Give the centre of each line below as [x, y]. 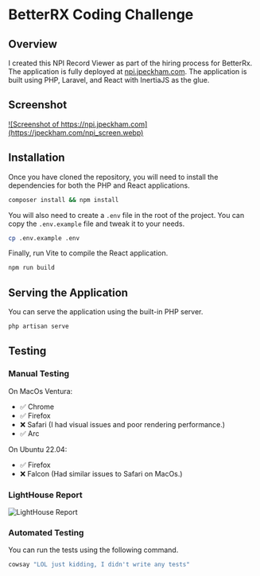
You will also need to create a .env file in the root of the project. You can [126, 215]
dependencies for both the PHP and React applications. [99, 185]
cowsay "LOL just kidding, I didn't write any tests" [99, 565]
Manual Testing [39, 374]
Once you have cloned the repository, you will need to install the [113, 177]
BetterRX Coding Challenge [101, 15]
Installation [37, 158]
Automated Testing [46, 532]
